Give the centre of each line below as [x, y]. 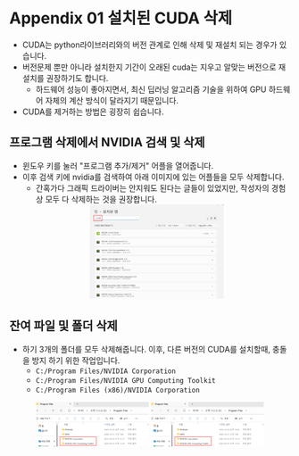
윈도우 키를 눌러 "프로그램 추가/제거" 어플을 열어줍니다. [118, 165]
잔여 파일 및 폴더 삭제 [63, 326]
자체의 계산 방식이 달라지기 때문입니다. [112, 100]
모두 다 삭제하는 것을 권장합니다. [101, 199]
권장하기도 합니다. [77, 78]
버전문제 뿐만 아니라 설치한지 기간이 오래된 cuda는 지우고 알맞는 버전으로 [149, 67]
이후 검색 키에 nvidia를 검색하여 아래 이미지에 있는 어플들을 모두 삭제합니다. [153, 177]
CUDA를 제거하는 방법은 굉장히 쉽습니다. [93, 112]
